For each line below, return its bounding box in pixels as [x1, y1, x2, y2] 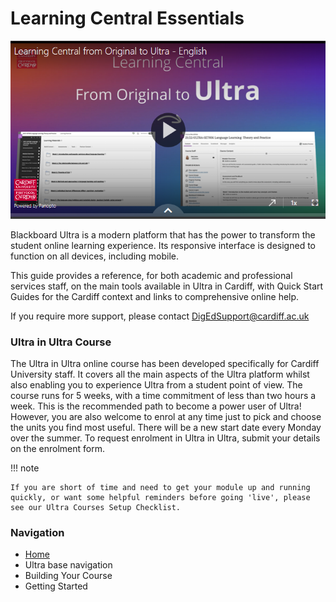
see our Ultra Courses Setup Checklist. [10, 502, 182, 512]
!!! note [10, 462, 40, 474]
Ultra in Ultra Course [10, 335, 112, 349]
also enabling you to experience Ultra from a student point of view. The [10, 378, 303, 391]
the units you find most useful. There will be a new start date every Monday [10, 421, 322, 433]
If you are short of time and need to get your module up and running [10, 482, 311, 492]
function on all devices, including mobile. [10, 250, 180, 262]
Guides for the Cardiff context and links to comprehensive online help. [10, 290, 300, 302]
